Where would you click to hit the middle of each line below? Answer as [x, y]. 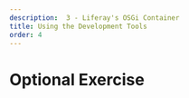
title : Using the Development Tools [78, 26]
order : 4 [26, 34]
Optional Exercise [77, 79]
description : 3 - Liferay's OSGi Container [94, 18]
